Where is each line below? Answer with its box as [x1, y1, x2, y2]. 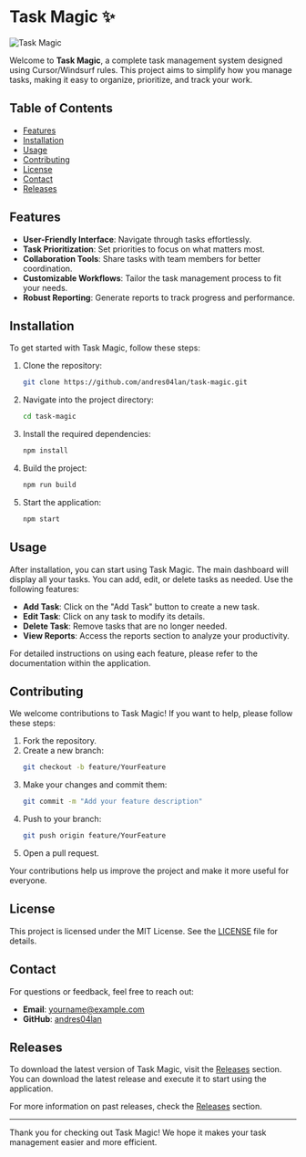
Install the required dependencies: [22, 429, 152, 440]
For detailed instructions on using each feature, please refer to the [9, 648, 258, 659]
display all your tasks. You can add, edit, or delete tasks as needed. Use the [9, 573, 294, 585]
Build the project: [22, 463, 87, 474]
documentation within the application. [9, 657, 151, 668]
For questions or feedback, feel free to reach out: [9, 985, 194, 996]
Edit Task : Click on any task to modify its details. [22, 610, 206, 621]
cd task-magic [22, 412, 76, 422]
